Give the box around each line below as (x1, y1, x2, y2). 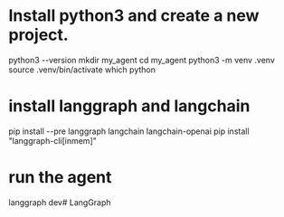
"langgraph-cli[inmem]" (8, 135, 97, 146)
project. (8, 24, 69, 45)
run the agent (8, 167, 112, 188)
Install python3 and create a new (8, 5, 260, 26)
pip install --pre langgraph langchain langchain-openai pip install (8, 126, 250, 137)
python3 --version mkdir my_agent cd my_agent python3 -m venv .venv (8, 54, 275, 65)
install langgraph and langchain (8, 96, 251, 117)
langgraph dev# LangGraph (8, 196, 111, 208)
